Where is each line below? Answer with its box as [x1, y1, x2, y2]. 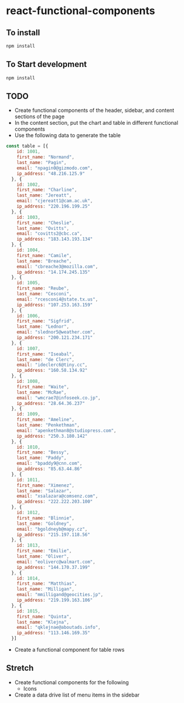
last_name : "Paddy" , [16, 455, 67, 461]
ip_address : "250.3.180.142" [16, 433, 88, 439]
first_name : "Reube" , [16, 285, 69, 292]
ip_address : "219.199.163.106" [16, 597, 93, 603]
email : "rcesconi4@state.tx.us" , [16, 296, 98, 302]
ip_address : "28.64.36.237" [16, 400, 85, 407]
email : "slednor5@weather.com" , [16, 329, 96, 335]
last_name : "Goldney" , [16, 521, 72, 527]
